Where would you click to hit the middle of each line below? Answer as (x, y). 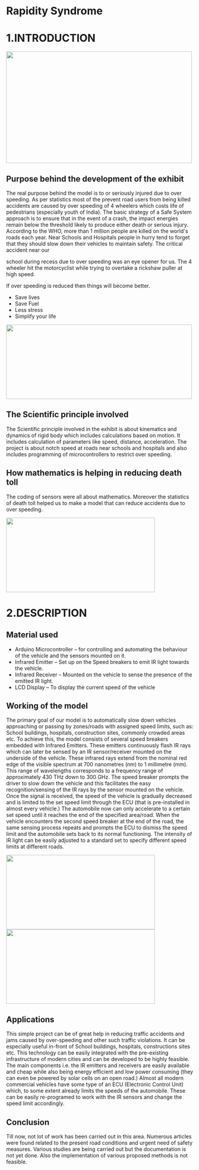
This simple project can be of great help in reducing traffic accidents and (95, 1034)
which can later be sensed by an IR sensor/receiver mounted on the (89, 752)
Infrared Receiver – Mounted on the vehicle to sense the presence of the (103, 675)
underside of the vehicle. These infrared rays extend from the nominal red (97, 758)
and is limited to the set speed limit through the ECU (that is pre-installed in (98, 803)
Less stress (29, 310)
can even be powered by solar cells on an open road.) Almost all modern (95, 1078)
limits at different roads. (35, 847)
